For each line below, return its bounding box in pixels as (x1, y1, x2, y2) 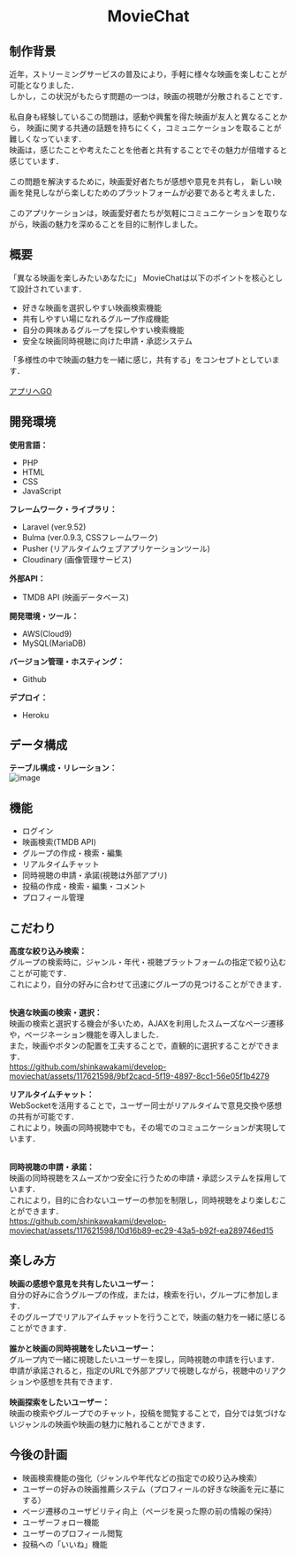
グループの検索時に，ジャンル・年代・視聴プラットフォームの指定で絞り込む (9, 957, 287, 967)
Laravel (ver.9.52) (21, 521, 87, 532)
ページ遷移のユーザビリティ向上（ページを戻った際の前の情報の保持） (21, 1506, 277, 1516)
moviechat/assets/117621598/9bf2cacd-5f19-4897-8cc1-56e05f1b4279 (9, 1071, 269, 1081)
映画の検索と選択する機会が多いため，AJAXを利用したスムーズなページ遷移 (9, 1019, 285, 1029)
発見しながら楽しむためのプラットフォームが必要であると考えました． (24, 188, 280, 198)
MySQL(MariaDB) (21, 638, 87, 648)
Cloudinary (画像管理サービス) (21, 554, 133, 564)
